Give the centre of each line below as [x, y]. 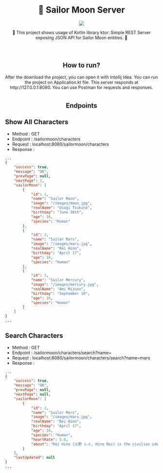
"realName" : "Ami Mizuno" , [58, 289]
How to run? [81, 65]
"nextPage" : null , [32, 395]
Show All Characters [37, 122]
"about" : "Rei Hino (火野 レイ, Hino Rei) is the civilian [90, 444]
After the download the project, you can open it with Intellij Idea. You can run [81, 77]
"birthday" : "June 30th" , [57, 212]
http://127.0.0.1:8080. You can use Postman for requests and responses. [81, 87]
